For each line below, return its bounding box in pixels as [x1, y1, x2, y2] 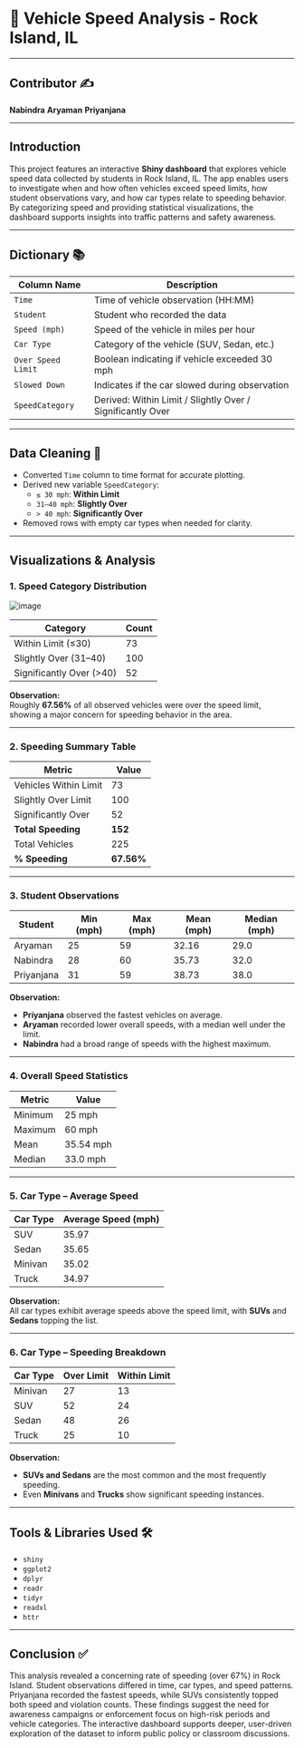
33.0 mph [64, 1152, 107, 1165]
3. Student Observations [9, 889, 119, 902]
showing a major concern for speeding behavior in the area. [9, 709, 233, 720]
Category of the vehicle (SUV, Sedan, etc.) [93, 338, 275, 351]
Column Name [17, 278, 81, 291]
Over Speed [14, 355, 61, 365]
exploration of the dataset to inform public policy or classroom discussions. [9, 1727, 290, 1739]
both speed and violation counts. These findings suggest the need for [9, 1699, 270, 1710]
